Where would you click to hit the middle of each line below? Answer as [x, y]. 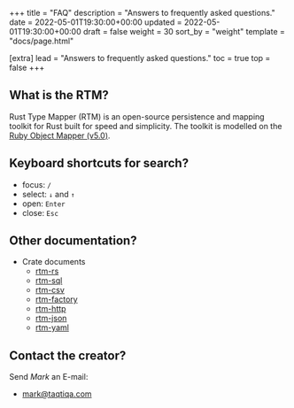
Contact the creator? [68, 355]
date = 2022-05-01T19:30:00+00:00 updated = [96, 22]
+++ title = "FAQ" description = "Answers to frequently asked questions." [143, 13]
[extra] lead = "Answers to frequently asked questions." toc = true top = [140, 58]
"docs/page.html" [42, 41]
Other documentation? [73, 241]
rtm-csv [50, 290]
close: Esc [40, 212]
